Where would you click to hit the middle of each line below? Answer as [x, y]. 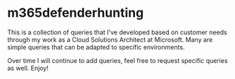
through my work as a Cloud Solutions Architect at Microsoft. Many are [110, 39]
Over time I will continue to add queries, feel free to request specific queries [118, 60]
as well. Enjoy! [28, 68]
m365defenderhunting [76, 13]
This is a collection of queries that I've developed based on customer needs [117, 32]
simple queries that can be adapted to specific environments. [96, 47]
